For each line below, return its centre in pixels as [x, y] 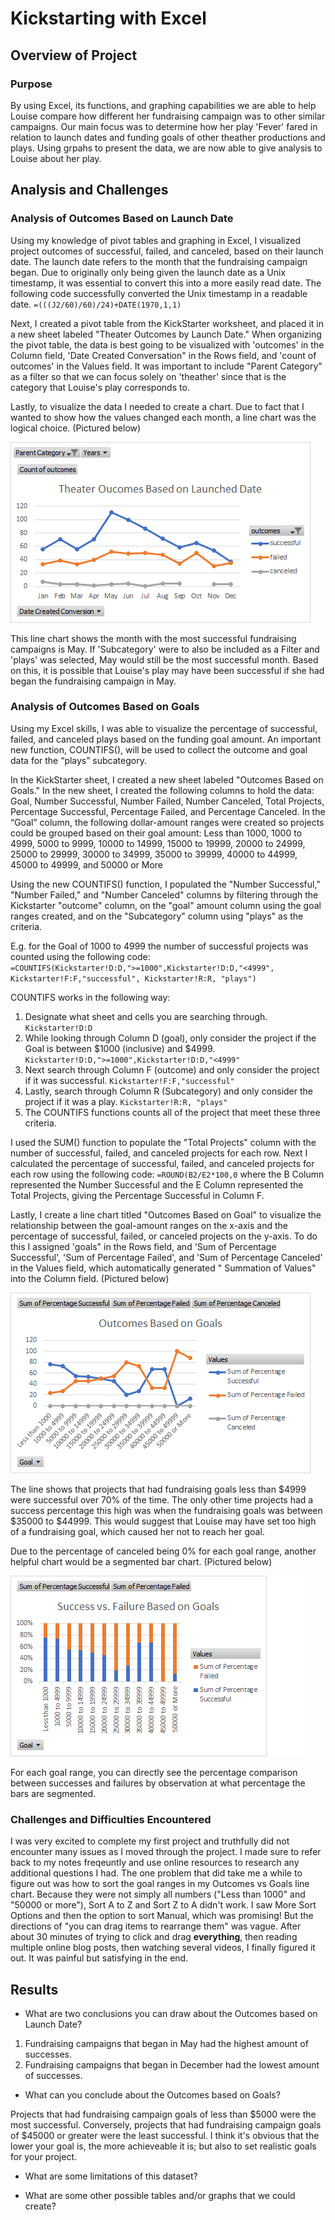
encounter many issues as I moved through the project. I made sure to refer [166, 1852]
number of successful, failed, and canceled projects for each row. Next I [159, 1153]
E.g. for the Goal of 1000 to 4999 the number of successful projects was [159, 946]
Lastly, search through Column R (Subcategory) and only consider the [169, 1091]
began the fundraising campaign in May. [93, 681]
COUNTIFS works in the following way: [90, 997]
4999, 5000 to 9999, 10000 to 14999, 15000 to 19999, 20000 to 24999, [158, 843]
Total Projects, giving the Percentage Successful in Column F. [137, 1195]
